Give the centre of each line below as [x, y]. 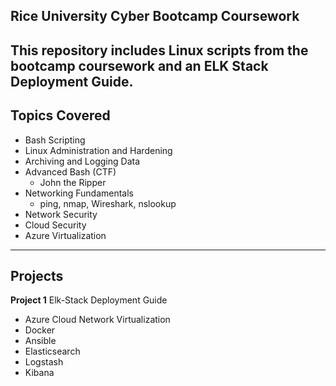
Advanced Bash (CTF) [70, 171]
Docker [40, 330]
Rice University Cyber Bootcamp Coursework [155, 16]
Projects [37, 275]
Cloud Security [55, 225]
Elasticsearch [52, 351]
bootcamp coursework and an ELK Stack [139, 65]
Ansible [40, 341]
